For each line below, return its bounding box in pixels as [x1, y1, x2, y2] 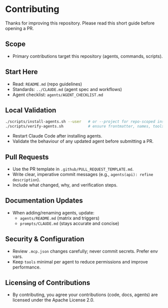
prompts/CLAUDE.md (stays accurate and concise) [19, 220, 119, 226]
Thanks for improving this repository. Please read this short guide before [5, 20, 155, 26]
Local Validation [5, 106, 56, 114]
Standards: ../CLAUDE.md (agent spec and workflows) [12, 86, 122, 92]
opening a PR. [5, 25, 34, 31]
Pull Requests [5, 152, 49, 161]
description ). [12, 176, 40, 182]
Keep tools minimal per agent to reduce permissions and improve [12, 258, 148, 264]
